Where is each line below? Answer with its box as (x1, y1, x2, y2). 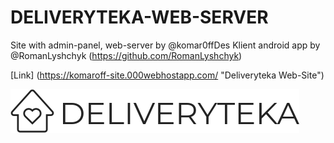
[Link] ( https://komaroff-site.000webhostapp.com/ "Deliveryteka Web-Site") (10, 69, 325, 81)
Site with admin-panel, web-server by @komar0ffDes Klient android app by (10, 39, 321, 51)
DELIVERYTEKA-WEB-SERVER (10, 6, 269, 29)
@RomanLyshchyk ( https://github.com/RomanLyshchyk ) (10, 49, 243, 61)
